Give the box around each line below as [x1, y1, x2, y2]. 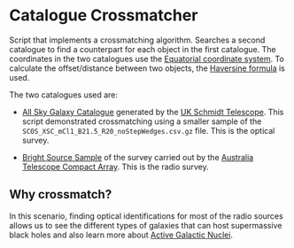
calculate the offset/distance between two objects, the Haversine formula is [9, 63, 285, 74]
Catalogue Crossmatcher [9, 5, 198, 26]
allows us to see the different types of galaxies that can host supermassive [9, 220, 282, 230]
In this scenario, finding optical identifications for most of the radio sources [9, 210, 283, 221]
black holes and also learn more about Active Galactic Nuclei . [9, 229, 233, 240]
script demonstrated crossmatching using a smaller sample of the [21, 116, 262, 127]
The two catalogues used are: [9, 89, 118, 100]
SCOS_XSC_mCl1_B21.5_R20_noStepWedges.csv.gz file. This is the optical [21, 125, 275, 136]
